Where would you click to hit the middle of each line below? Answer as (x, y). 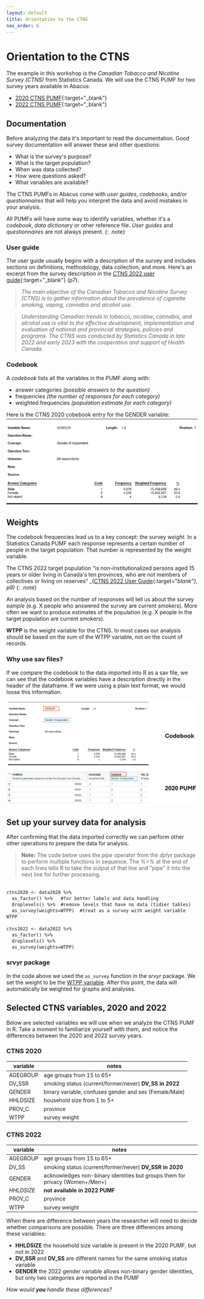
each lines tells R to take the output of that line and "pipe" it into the (106, 868)
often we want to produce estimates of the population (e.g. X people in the (99, 612)
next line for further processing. (61, 875)
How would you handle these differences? (59, 1290)
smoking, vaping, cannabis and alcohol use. (76, 305)
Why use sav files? (35, 659)
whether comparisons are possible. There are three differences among (95, 1227)
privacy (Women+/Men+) (75, 1182)
